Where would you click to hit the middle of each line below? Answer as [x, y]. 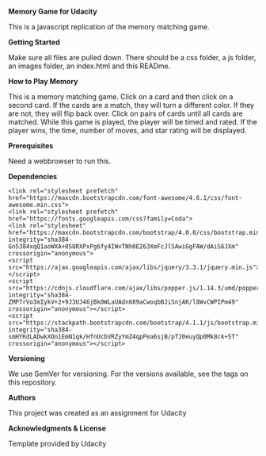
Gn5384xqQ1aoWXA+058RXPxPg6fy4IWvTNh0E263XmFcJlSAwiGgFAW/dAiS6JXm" [123, 247]
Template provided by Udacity [57, 444]
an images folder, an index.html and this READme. [89, 66]
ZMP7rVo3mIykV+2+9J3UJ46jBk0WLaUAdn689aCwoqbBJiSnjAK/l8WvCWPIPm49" [123, 302]
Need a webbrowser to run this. [60, 161]
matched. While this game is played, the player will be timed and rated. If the [133, 122]
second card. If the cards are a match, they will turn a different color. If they [131, 105]
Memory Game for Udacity [53, 11]
